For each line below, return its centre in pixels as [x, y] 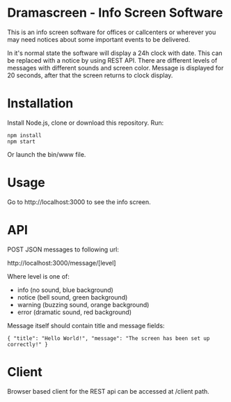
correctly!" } [28, 344]
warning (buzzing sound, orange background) [83, 304]
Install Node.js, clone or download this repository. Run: [86, 123]
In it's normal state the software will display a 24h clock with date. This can [115, 53]
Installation [40, 103]
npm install [24, 135]
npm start [22, 141]
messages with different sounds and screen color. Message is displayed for [115, 68]
